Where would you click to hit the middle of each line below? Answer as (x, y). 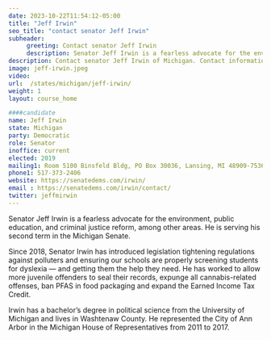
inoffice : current (39, 150)
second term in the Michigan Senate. (69, 236)
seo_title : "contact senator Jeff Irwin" (79, 31)
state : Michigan (35, 128)
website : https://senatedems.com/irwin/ (77, 181)
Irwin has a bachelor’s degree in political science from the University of (127, 310)
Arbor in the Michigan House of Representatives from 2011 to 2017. (119, 327)
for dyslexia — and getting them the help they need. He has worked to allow (134, 268)
